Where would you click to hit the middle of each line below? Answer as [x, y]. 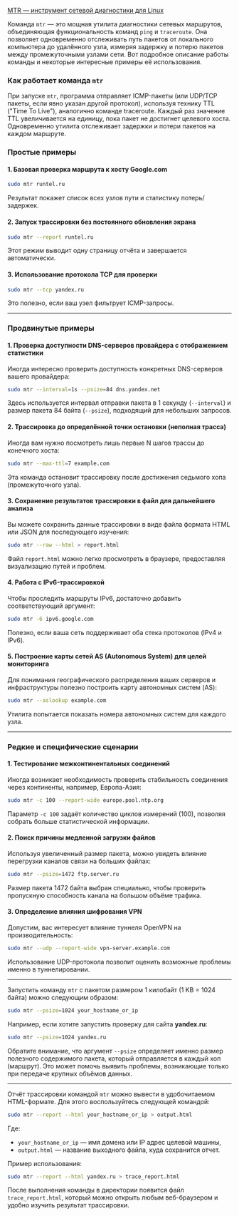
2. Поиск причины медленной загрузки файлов [82, 838]
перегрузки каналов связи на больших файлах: [79, 861]
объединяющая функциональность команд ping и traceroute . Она [107, 32]
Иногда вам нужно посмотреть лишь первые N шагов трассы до [106, 443]
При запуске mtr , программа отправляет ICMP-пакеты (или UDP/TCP [112, 96]
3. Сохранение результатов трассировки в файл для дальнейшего [111, 501]
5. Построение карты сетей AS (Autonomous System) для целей [107, 656]
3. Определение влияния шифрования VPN [75, 912]
